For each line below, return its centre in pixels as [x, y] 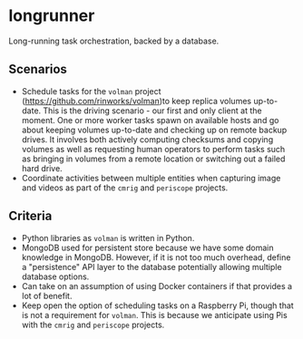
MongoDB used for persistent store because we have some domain [147, 247]
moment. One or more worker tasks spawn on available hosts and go [150, 120]
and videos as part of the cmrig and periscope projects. [125, 188]
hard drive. [42, 168]
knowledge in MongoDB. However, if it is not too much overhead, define [156, 257]
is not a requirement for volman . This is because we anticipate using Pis [154, 315]
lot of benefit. [47, 295]
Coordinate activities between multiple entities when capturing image [151, 178]
